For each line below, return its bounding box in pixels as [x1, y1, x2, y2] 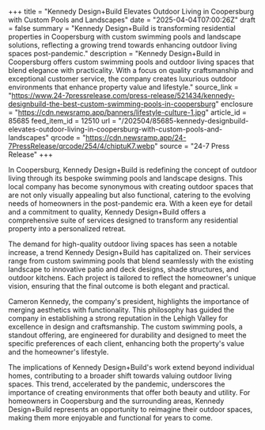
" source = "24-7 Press [153, 142, 230, 150]
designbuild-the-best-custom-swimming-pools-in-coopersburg [8, 99, 216, 108]
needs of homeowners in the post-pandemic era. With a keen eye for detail [8, 199, 253, 208]
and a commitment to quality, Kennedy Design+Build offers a [8, 207, 206, 216]
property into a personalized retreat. [8, 224, 127, 233]
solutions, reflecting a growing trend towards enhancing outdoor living [8, 40, 237, 50]
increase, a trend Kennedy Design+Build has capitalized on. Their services [8, 248, 252, 257]
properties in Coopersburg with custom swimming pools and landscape [8, 32, 241, 41]
